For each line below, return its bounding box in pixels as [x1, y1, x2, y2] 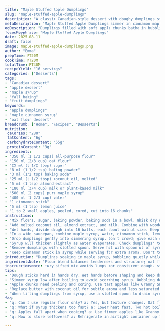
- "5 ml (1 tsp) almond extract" [5, 181, 74, 186]
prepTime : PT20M [5, 53, 38, 58]
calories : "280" [7, 131, 41, 136]
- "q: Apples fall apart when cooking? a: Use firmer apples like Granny [5, 309, 160, 314]
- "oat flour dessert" [5, 117, 52, 122]
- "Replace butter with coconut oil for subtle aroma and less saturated [5, 287, 160, 292]
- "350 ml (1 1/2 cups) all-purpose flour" [5, 154, 96, 159]
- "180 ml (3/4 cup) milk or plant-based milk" [5, 186, 105, 191]
